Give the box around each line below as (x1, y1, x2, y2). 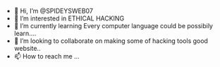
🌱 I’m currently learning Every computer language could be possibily (13, 22, 214, 30)
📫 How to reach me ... (13, 52, 80, 60)
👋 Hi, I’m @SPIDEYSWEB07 (13, 7, 94, 15)
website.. (13, 44, 41, 52)
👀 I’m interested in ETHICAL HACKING (13, 14, 125, 23)
